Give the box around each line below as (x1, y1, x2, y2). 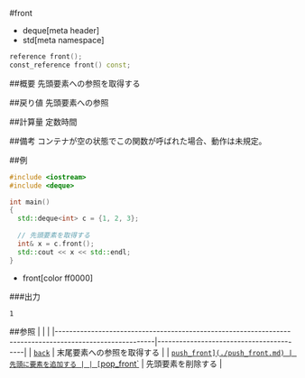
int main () (9, 198, 51, 207)
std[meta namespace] (22, 35, 105, 45)
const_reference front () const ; (9, 60, 131, 69)
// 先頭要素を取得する (17, 231, 90, 240)
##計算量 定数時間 (9, 116, 78, 127)
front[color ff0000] (22, 272, 93, 283)
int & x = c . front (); (17, 239, 95, 248)
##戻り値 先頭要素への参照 (9, 97, 109, 107)
